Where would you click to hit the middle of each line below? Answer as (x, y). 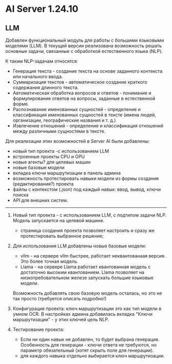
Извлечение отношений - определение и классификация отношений (88, 126)
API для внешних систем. (40, 200)
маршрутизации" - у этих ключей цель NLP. (61, 320)
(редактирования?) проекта (43, 184)
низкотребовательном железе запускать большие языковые (87, 278)
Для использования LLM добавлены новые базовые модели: (79, 246)
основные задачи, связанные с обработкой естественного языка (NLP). (84, 51)
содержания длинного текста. (46, 87)
